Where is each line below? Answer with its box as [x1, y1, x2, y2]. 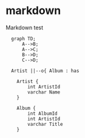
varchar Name [27, 89, 61, 95]
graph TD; [11, 35, 36, 42]
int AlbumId [27, 111, 58, 117]
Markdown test [5, 24, 44, 31]
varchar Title [27, 121, 63, 127]
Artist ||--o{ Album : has [11, 68, 80, 74]
